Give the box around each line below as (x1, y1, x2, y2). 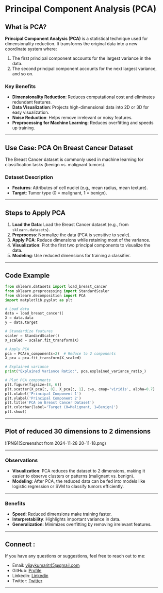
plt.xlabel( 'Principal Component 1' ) (5, 391, 81, 396)
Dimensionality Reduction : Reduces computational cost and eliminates (12, 94, 155, 100)
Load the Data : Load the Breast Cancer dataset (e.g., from (12, 222, 129, 227)
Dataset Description (5, 174, 53, 181)
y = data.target (5, 320, 38, 325)
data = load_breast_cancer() (5, 311, 64, 316)
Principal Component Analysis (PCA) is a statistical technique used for (5, 35, 148, 41)
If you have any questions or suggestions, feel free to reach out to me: (5, 553, 146, 559)
